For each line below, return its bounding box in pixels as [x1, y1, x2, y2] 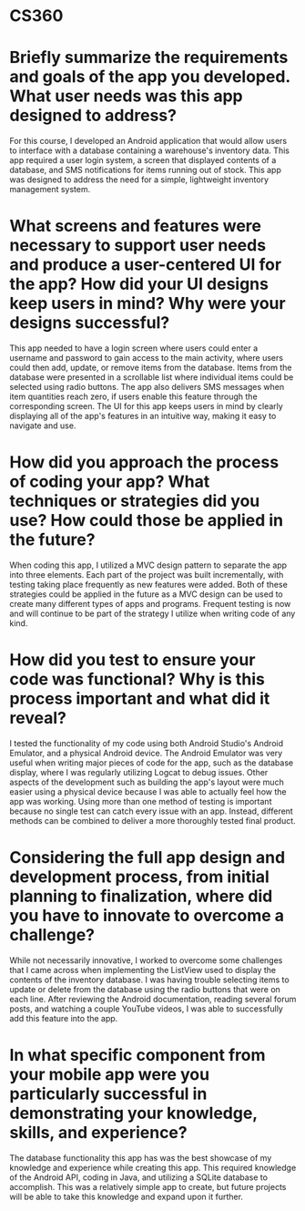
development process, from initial [9, 867, 270, 888]
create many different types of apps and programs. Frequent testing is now [9, 599, 291, 609]
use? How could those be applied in [9, 510, 284, 531]
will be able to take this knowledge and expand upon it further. [9, 1191, 244, 1202]
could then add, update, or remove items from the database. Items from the [9, 362, 292, 374]
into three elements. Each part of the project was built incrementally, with [9, 570, 284, 580]
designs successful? [9, 313, 170, 334]
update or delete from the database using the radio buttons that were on [9, 983, 280, 994]
